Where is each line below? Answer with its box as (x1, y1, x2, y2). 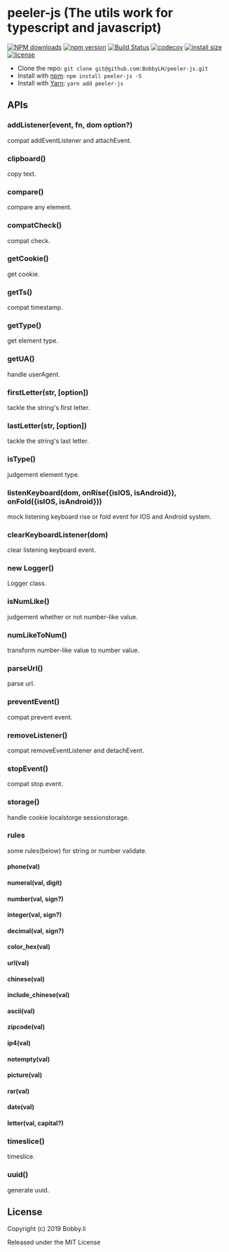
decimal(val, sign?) (7, 926, 64, 935)
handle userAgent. (7, 370, 61, 378)
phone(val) (7, 862, 41, 871)
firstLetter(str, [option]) (7, 387, 89, 397)
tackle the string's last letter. (7, 436, 90, 446)
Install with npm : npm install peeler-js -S (17, 71, 142, 80)
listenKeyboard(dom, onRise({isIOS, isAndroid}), (7, 488, 176, 497)
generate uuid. (7, 1185, 50, 1194)
